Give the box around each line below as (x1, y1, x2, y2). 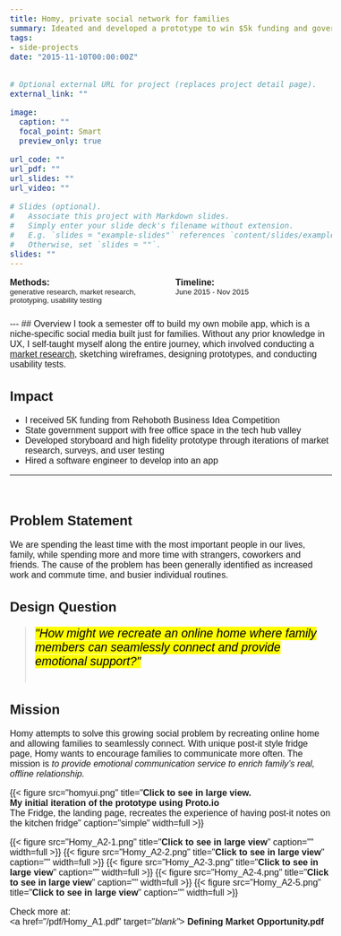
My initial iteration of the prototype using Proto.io (10, 797, 220, 808)
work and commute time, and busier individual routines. (10, 569, 229, 581)
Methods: (10, 277, 50, 288)
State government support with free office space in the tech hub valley (24, 425, 302, 436)
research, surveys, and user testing (24, 445, 166, 455)
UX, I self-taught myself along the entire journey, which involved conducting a (10, 339, 314, 350)
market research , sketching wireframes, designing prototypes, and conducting (10, 349, 318, 360)
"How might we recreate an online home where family (35, 627, 318, 641)
